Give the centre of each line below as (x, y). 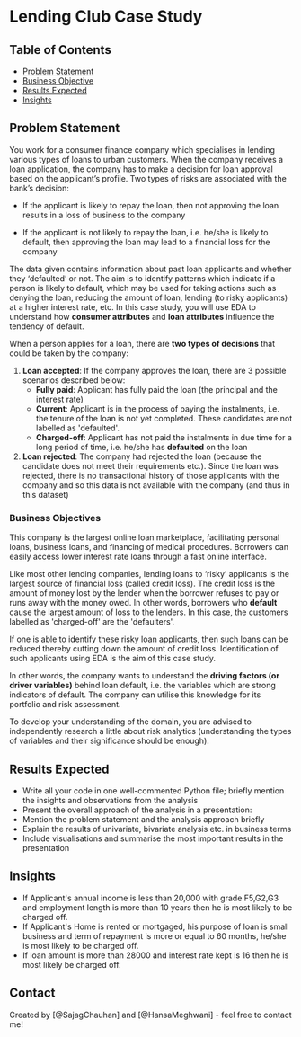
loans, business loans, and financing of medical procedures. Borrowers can (149, 547)
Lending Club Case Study (106, 17)
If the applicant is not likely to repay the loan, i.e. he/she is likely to (145, 232)
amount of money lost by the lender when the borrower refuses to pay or (144, 593)
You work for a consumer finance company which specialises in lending (142, 149)
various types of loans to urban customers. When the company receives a (146, 159)
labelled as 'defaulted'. (77, 428)
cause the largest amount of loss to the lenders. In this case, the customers (149, 612)
